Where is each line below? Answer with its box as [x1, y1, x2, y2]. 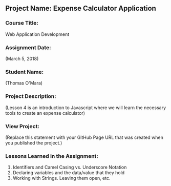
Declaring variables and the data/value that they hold [12, 170, 125, 176]
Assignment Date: [5, 44, 51, 51]
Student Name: [5, 68, 44, 75]
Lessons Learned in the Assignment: [5, 152, 99, 159]
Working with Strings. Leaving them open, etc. [12, 175, 111, 181]
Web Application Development [5, 31, 70, 37]
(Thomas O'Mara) [5, 80, 42, 86]
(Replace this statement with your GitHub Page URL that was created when [5, 134, 164, 140]
